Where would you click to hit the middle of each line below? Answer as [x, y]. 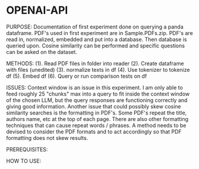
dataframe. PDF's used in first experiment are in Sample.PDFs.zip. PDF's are [99, 33]
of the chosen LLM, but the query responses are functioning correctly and [97, 100]
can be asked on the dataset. [42, 52]
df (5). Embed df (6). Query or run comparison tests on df [77, 76]
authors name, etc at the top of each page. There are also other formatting [97, 119]
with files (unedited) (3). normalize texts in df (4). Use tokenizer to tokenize [98, 69]
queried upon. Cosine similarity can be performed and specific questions [96, 46]
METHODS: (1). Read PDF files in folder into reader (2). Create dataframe [95, 63]
